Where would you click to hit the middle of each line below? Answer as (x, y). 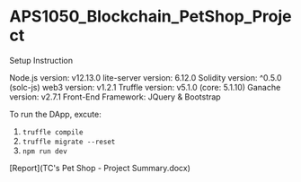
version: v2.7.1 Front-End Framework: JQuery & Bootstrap (115, 97)
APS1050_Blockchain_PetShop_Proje (150, 17)
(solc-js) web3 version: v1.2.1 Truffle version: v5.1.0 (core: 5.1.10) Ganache (145, 87)
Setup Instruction (41, 60)
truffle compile (53, 132)
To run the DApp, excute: (55, 114)
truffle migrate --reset (69, 142)
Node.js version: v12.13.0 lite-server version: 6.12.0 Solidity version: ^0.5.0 (146, 77)
